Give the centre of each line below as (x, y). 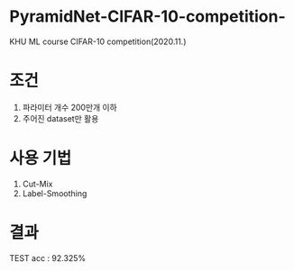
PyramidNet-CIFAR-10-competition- (147, 17)
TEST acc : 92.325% (48, 257)
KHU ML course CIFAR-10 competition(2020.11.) (98, 41)
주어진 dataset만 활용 (60, 118)
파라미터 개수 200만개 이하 (69, 107)
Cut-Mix (37, 184)
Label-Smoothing (55, 193)
